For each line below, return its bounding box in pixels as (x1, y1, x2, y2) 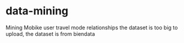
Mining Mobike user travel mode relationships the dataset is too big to (5, 24, 178, 31)
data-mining (5, 4, 68, 18)
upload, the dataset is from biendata (5, 30, 95, 37)
